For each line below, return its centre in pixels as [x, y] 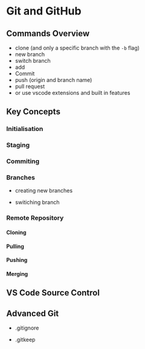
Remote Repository [35, 218]
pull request [30, 86]
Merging [17, 274]
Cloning [16, 232]
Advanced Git [33, 313]
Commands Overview [48, 34]
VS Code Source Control [53, 293]
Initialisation [25, 129]
